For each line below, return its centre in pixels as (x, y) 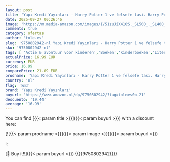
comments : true (21, 29)
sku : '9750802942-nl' (28, 48)
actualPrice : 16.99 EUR (30, 57)
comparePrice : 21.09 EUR (31, 71)
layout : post (19, 10)
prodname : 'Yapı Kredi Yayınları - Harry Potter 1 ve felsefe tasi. (79, 76)
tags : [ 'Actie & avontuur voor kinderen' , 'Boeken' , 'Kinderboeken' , (79, 52)
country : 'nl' (20, 80)
